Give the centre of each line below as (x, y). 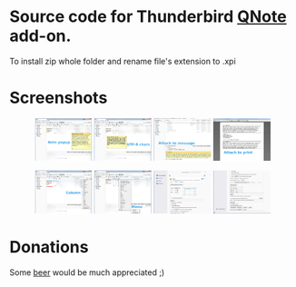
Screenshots (59, 98)
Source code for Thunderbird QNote (148, 17)
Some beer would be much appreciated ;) (87, 272)
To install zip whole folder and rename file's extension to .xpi (123, 61)
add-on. (40, 36)
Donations (49, 247)
